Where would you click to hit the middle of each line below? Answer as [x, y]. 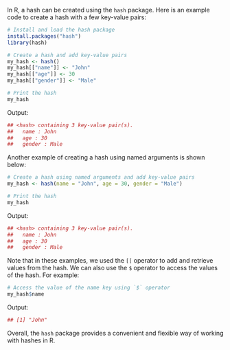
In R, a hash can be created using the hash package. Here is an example [109, 10]
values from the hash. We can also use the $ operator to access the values [113, 268]
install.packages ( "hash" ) [44, 36]
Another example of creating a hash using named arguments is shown [106, 157]
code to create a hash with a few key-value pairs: [77, 17]
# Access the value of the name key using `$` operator [89, 288]
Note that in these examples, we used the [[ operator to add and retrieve [110, 261]
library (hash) [27, 43]
